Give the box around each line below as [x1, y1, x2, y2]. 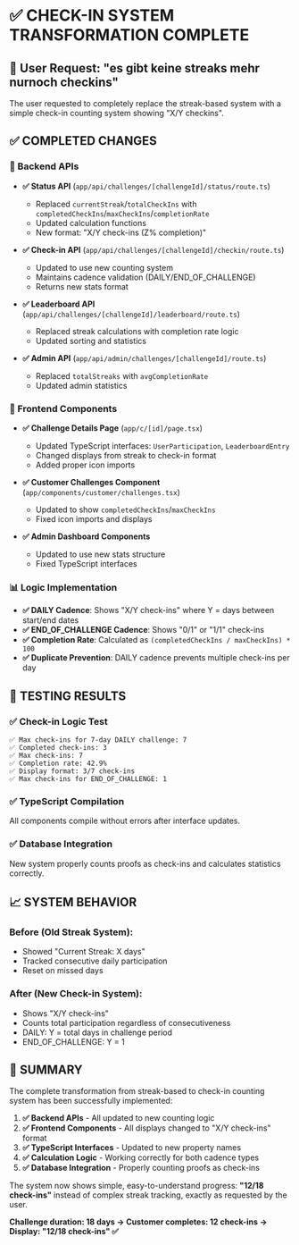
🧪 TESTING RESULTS [9, 688, 127, 703]
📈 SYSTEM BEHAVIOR [9, 895, 137, 910]
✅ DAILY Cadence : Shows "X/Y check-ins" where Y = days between [21, 605, 275, 616]
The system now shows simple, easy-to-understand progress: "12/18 [9, 1181, 264, 1191]
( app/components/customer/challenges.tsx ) [21, 486, 181, 497]
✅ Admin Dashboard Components [21, 531, 151, 542]
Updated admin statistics [35, 380, 128, 391]
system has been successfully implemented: [9, 1096, 173, 1106]
